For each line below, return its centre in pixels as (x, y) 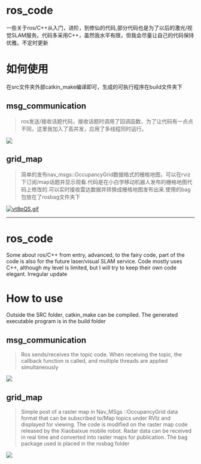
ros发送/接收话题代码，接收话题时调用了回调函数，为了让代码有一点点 (107, 121)
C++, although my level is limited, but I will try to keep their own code (92, 268)
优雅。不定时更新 (27, 43)
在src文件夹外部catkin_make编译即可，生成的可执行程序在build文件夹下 (95, 87)
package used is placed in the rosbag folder (75, 443)
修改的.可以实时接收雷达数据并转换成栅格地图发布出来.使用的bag (111, 189)
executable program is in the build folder (56, 322)
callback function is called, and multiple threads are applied (94, 361)
